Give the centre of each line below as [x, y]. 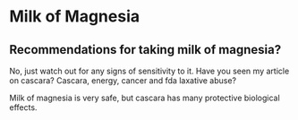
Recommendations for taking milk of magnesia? [145, 50]
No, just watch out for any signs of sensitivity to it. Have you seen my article [149, 71]
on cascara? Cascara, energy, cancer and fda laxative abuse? [123, 81]
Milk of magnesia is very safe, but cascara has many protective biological [145, 98]
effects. [23, 107]
